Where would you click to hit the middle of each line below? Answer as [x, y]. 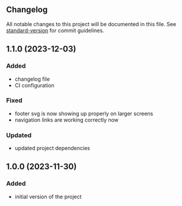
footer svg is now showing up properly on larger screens [84, 113]
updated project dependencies [52, 148]
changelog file [32, 79]
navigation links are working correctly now [66, 120]
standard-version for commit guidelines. [55, 30]
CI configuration [34, 85]
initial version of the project [48, 197]
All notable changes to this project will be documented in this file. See [91, 24]
